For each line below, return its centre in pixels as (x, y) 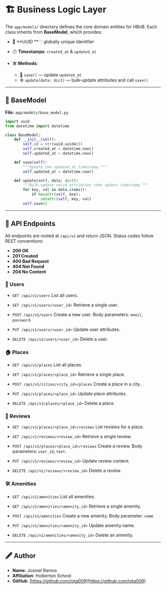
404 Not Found (28, 266)
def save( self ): (31, 162)
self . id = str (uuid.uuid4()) (53, 144)
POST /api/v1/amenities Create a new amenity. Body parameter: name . (83, 516)
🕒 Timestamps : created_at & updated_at (54, 51)
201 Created (25, 256)
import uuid (17, 121)
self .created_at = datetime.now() (58, 149)
